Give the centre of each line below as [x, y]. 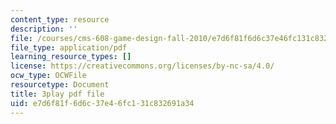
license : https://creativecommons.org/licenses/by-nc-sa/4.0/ [142, 66]
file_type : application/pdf [69, 47]
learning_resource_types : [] [71, 57]
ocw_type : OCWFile [48, 76]
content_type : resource [60, 19]
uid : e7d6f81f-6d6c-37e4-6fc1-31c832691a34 [102, 103]
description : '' [44, 29]
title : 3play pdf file [57, 94]
